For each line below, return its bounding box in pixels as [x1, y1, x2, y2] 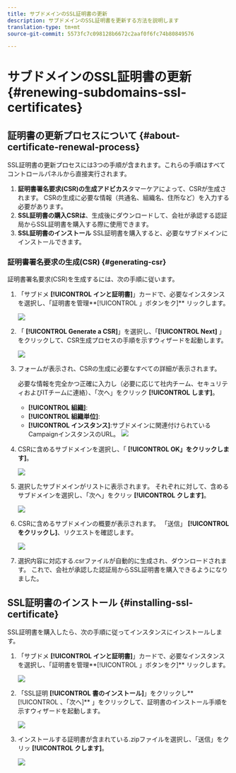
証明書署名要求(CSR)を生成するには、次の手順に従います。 [7, 274, 179, 283]
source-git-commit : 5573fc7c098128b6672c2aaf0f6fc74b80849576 [7, 30, 194, 38]
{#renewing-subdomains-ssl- [7, 84, 187, 101]
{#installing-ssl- [119, 597, 194, 609]
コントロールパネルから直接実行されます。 [7, 169, 131, 178]
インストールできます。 [17, 238, 86, 247]
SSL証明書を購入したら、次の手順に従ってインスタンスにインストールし [7, 628, 217, 636]
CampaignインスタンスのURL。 [28, 429, 120, 438]
